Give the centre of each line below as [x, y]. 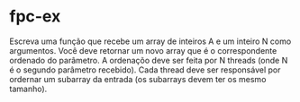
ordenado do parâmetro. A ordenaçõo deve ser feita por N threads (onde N [149, 60]
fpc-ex [35, 17]
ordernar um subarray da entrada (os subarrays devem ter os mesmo [138, 79]
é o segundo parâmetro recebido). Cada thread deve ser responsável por [145, 70]
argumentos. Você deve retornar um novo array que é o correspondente [143, 50]
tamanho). [28, 89]
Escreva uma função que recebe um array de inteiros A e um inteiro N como [150, 41]
